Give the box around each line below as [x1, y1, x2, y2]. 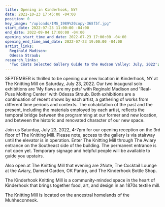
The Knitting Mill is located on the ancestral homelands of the [5, 192, 130, 198]
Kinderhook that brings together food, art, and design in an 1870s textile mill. [5, 182, 161, 188]
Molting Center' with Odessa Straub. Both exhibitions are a [16, 91, 135, 97]
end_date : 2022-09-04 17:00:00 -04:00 [5, 30, 85, 35]
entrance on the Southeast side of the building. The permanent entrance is [5, 143, 157, 148]
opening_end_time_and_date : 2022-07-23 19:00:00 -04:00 [5, 39, 122, 44]
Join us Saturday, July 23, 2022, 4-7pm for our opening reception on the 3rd [5, 127, 161, 133]
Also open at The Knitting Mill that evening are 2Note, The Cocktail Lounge [5, 163, 157, 169]
